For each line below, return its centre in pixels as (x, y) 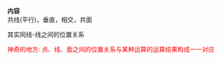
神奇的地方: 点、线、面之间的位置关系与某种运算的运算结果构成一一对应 (111, 49)
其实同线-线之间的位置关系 (46, 35)
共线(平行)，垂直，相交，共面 (50, 20)
